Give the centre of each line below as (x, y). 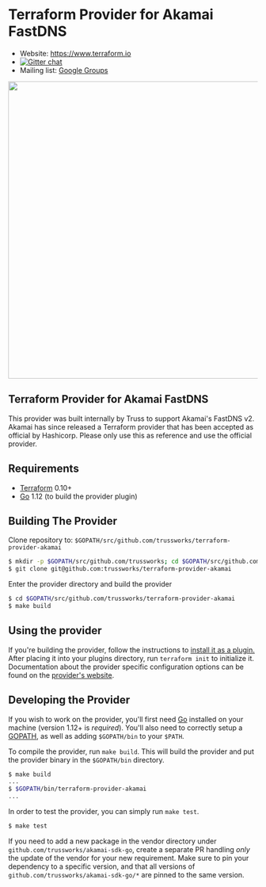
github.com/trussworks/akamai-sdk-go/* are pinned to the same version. (126, 874)
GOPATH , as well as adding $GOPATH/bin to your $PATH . (96, 736)
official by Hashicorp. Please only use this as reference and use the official (130, 435)
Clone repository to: (41, 540)
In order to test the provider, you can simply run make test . (104, 811)
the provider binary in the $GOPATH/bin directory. (86, 759)
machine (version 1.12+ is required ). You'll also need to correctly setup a (125, 728)
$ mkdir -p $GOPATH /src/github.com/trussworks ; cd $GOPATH (108, 562)
